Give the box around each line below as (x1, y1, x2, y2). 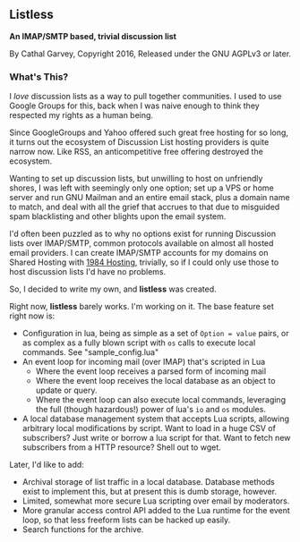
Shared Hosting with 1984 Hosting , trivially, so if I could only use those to (9, 257, 279, 267)
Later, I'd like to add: (9, 460, 85, 470)
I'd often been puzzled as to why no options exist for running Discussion (9, 228, 276, 240)
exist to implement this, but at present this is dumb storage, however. (21, 487, 278, 497)
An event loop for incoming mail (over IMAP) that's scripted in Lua (21, 357, 266, 368)
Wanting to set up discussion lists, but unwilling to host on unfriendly (9, 174, 263, 184)
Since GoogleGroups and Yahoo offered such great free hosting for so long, (9, 127, 289, 138)
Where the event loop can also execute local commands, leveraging (35, 394, 287, 405)
